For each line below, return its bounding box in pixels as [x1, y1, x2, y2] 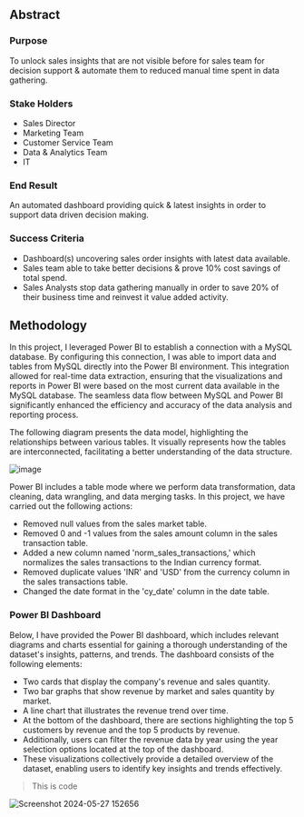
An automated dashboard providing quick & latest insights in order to [9, 200, 266, 211]
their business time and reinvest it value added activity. [22, 291, 229, 303]
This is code [31, 781, 78, 792]
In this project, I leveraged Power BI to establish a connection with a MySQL [9, 342, 293, 353]
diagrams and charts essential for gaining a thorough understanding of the [9, 639, 288, 650]
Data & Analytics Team [22, 146, 108, 157]
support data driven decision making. [9, 209, 150, 221]
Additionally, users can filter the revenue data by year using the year [22, 733, 279, 744]
